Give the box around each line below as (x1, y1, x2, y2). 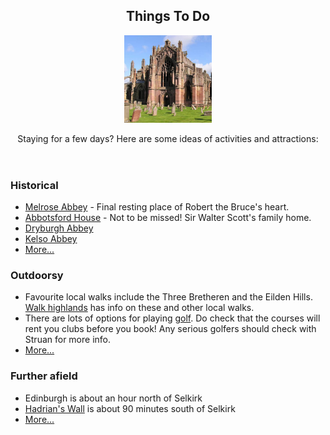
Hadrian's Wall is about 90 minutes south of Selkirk (24, 402, 236, 414)
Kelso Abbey (24, 233, 78, 245)
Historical (10, 178, 59, 192)
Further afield (10, 369, 78, 383)
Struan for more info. (24, 334, 112, 346)
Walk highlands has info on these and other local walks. (24, 302, 255, 314)
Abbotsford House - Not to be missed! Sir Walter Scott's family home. (24, 212, 312, 224)
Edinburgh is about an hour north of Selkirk (24, 392, 203, 404)
